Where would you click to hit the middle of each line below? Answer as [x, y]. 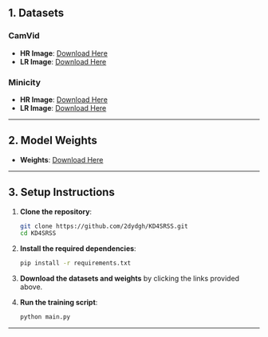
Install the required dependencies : [78, 249]
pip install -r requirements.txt [75, 263]
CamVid [24, 36]
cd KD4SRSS [38, 233]
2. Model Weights [53, 141]
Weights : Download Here [61, 159]
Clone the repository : [56, 211]
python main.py [45, 317]
